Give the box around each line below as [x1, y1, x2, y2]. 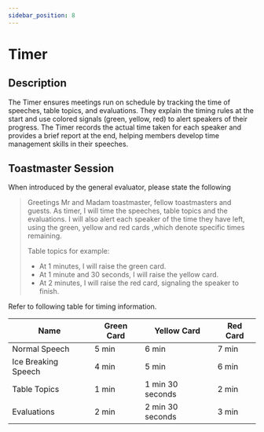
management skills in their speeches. [8, 139, 129, 148]
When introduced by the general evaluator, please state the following [8, 182, 232, 192]
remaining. [27, 231, 63, 240]
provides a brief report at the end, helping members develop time [8, 130, 220, 140]
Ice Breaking [12, 357, 59, 368]
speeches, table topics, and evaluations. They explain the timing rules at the [8, 105, 254, 115]
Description [8, 76, 67, 90]
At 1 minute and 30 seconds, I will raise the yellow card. [38, 270, 219, 280]
